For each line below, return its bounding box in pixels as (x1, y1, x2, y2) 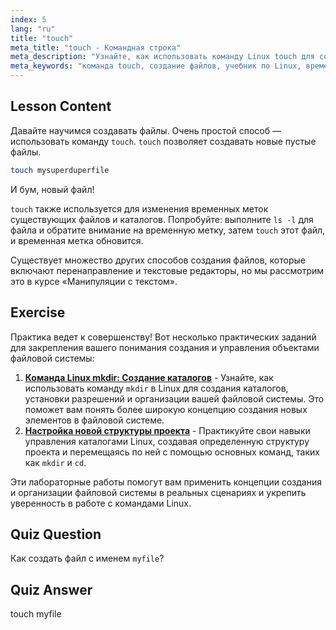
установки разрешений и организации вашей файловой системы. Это (24, 392, 325, 405)
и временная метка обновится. (10, 234, 144, 246)
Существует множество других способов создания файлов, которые (10, 254, 306, 266)
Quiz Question (10, 526, 102, 543)
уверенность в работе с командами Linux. (10, 497, 192, 509)
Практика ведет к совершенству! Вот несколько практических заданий (10, 331, 317, 343)
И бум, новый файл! (10, 183, 95, 195)
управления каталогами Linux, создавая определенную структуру (24, 435, 310, 447)
